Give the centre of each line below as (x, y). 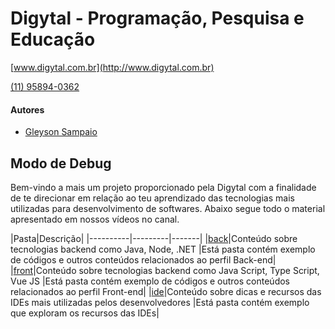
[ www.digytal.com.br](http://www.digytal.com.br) (112, 67)
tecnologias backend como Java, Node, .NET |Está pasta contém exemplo (163, 249)
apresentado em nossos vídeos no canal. (95, 219)
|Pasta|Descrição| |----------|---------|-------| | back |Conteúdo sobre (154, 238)
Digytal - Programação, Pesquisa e (157, 18)
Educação (53, 39)
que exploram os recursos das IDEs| (85, 313)
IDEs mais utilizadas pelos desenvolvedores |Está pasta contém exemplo (160, 302)
